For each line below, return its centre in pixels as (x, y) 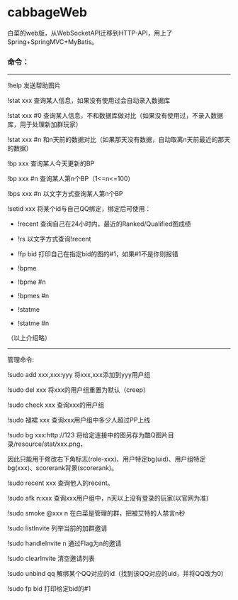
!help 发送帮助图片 (34, 85)
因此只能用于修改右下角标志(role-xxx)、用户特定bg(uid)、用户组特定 (107, 459)
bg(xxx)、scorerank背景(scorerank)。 (63, 468)
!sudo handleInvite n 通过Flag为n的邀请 (64, 543)
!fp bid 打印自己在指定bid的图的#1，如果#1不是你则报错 (98, 254)
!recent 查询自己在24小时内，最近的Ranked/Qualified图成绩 (104, 224)
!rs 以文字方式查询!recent (54, 239)
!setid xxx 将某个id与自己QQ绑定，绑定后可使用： (79, 209)
